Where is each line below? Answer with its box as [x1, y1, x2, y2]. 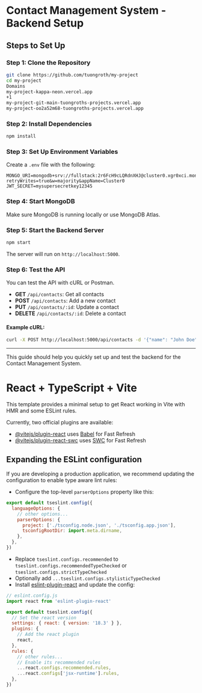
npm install [6, 133, 36, 139]
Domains [6, 83, 26, 89]
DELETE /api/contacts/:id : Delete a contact [14, 310, 126, 317]
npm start [6, 240, 31, 246]
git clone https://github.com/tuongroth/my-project [6, 72, 138, 78]
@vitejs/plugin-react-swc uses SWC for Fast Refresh [14, 437, 146, 444]
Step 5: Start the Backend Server [6, 226, 104, 234]
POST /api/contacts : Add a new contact [14, 297, 116, 304]
